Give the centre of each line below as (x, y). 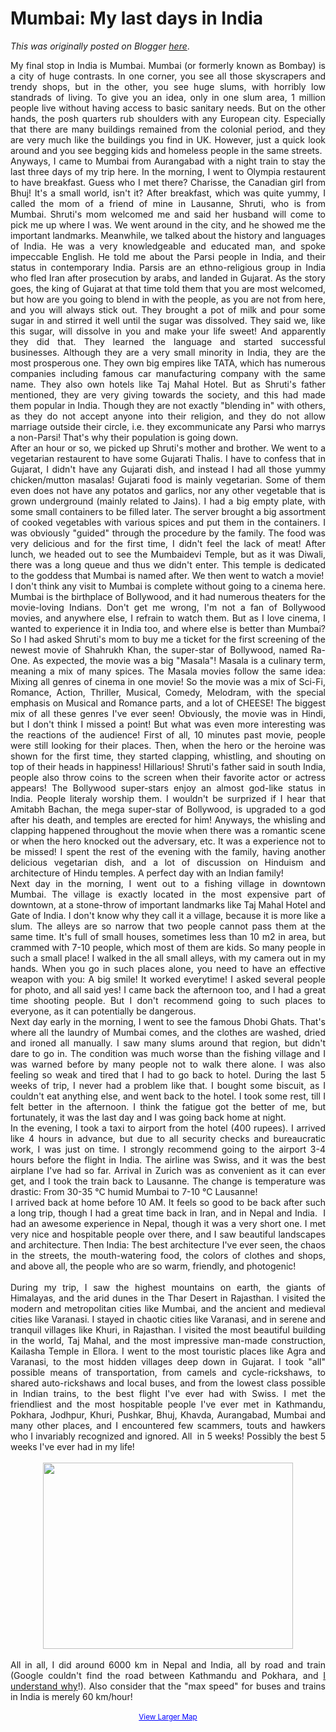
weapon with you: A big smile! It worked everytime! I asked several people (168, 979)
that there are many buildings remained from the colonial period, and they (168, 129)
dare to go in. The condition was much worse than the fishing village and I (168, 1053)
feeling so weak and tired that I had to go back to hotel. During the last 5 (168, 1074)
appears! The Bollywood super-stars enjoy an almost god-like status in (168, 788)
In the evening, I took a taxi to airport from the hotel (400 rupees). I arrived (168, 1128)
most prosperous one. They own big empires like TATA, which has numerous (168, 363)
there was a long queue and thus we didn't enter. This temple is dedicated (168, 564)
